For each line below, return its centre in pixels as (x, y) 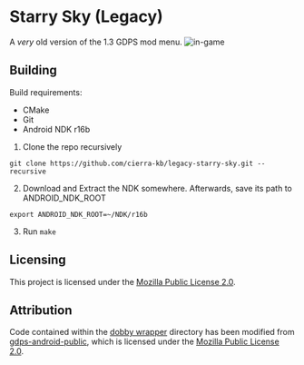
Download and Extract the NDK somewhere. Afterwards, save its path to (157, 188)
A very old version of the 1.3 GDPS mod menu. (96, 42)
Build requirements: (46, 92)
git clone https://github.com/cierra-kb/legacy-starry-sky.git (132, 163)
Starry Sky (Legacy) (86, 17)
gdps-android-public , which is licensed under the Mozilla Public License (144, 341)
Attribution (41, 310)
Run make (39, 231)
